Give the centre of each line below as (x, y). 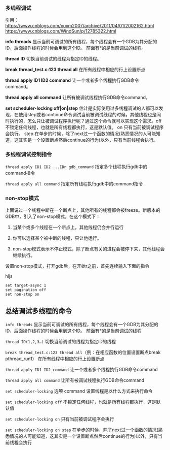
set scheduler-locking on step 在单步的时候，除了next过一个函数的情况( (82, 430)
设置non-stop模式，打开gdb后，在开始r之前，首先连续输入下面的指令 (77, 266)
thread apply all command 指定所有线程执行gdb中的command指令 (74, 183)
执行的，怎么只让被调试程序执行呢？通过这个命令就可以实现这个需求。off (86, 121)
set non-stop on (22, 294)
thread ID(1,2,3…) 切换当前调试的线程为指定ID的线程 (61, 341)
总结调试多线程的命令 (38, 311)
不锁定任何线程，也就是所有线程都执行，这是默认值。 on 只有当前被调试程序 (84, 127)
